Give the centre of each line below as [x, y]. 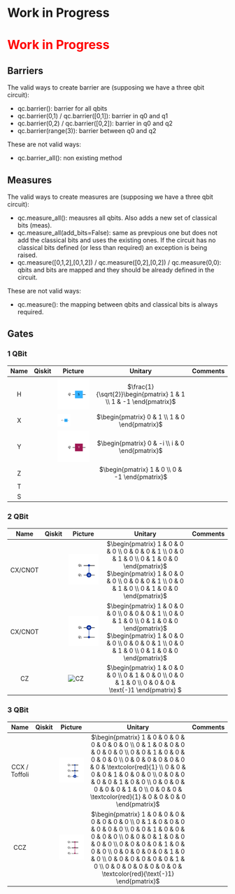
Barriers [25, 70]
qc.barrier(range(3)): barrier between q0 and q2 [87, 131]
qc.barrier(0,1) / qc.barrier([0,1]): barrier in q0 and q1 [93, 116]
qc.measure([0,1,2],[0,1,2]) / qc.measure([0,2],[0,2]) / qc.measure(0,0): [119, 263]
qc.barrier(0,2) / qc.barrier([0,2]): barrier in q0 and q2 [95, 123]
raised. [27, 255]
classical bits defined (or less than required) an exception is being [112, 247]
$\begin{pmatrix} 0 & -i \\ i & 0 [141, 443]
